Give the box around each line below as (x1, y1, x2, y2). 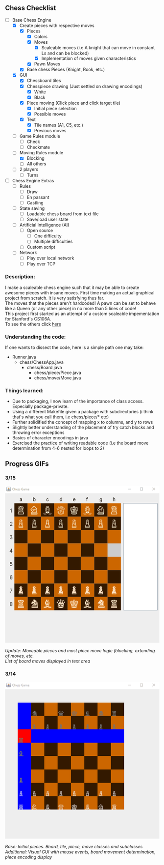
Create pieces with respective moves (19, 22, 94, 29)
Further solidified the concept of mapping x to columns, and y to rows (12, 419, 153, 425)
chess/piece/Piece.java (34, 370, 82, 375)
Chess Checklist (5, 4, 56, 12)
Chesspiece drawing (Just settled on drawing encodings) (26, 83, 143, 89)
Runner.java (12, 354, 36, 360)
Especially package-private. (12, 404, 69, 409)
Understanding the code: (5, 333, 66, 340)
